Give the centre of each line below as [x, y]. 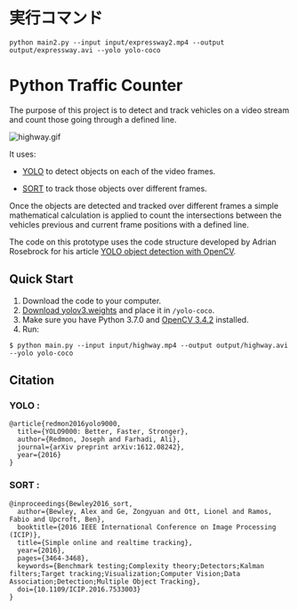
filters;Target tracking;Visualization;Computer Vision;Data [125, 574]
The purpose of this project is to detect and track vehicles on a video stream [149, 110]
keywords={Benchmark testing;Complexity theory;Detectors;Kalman [141, 566]
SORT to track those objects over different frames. [114, 189]
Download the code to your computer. [92, 301]
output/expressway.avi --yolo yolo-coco [85, 50]
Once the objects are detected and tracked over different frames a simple [144, 205]
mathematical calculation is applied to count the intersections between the [145, 215]
